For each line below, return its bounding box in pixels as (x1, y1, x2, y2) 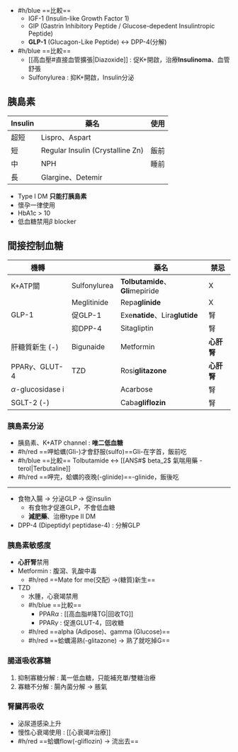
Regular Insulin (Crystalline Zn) (41, 145, 144, 155)
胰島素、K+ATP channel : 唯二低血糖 (17, 438, 124, 447)
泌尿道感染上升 (17, 719, 62, 727)
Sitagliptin (120, 323, 154, 333)
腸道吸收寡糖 (7, 656, 52, 665)
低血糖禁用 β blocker (17, 217, 76, 226)
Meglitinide (71, 297, 108, 307)
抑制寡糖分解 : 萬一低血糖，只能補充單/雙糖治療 (17, 673, 156, 682)
